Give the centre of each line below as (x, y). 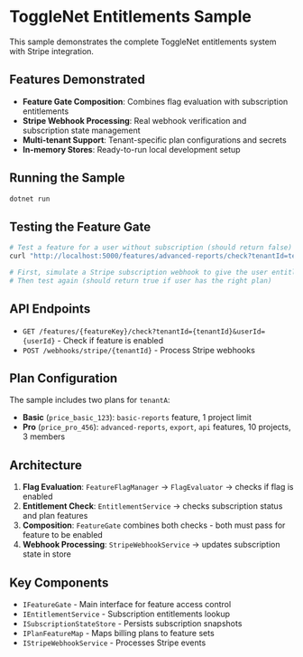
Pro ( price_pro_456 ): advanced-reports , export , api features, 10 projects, (156, 427)
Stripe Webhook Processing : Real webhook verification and (134, 120)
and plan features (55, 516)
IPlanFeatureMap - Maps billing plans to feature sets (118, 633)
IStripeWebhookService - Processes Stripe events (114, 643)
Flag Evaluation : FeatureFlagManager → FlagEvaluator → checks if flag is (158, 487)
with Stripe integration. (52, 51)
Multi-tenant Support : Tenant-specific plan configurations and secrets (154, 140)
